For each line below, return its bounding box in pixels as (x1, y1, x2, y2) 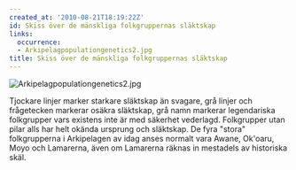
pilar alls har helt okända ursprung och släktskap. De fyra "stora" (9, 124, 246, 134)
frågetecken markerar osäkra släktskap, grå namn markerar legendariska (9, 105, 277, 115)
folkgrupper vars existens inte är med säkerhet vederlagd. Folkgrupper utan (9, 114, 285, 125)
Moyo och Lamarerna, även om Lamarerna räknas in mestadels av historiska (9, 143, 288, 153)
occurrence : (17, 37, 62, 47)
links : (9, 29, 34, 38)
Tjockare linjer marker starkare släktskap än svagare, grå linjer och (9, 96, 253, 106)
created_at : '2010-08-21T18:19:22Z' (9, 12, 144, 22)
